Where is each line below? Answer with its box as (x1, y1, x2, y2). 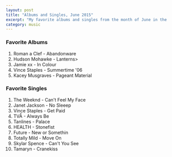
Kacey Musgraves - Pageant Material (13, 72, 92, 78)
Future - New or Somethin (13, 129, 69, 135)
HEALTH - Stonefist (13, 124, 55, 130)
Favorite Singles (6, 85, 47, 92)
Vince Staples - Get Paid (13, 107, 66, 113)
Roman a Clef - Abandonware (13, 50, 77, 56)
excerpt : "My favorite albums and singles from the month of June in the (6, 17, 167, 22)
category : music (6, 22, 41, 27)
